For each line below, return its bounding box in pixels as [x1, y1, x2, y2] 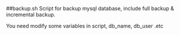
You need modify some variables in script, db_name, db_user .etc [6, 23, 164, 29]
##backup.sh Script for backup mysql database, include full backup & [6, 5, 174, 12]
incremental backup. [6, 11, 56, 18]
